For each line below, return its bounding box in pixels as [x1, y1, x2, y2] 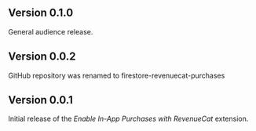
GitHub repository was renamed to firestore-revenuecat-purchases [8, 71, 225, 80]
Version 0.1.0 [8, 6, 74, 20]
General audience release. [8, 27, 93, 36]
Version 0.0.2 [8, 50, 76, 64]
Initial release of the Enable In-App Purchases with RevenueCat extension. [8, 114, 249, 124]
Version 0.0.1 [8, 93, 73, 107]
